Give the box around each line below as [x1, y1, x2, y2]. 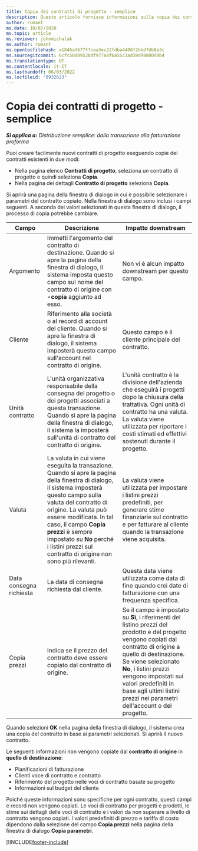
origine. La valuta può [47, 506, 107, 514]
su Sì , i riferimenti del [122, 613, 181, 622]
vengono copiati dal [122, 635, 177, 644]
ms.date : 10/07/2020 [6, 25, 57, 31]
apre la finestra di [47, 332, 95, 340]
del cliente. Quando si [47, 325, 107, 333]
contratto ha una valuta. [122, 408, 188, 416]
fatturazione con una [122, 589, 180, 597]
